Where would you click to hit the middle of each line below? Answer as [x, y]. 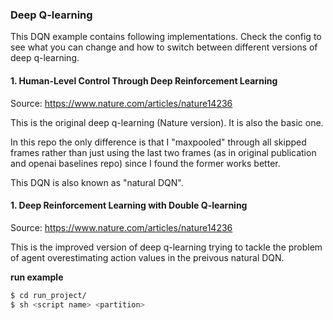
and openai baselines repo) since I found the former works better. [145, 163]
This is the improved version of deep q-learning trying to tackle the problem [166, 247]
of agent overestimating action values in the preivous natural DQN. [147, 257]
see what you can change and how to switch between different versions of [164, 47]
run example [37, 277]
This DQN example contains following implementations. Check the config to [166, 37]
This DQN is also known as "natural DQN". [97, 182]
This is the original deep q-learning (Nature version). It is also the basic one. [167, 122]
